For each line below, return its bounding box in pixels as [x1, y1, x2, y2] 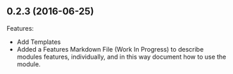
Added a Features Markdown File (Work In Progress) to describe [16, 45, 204, 53]
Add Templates [16, 38, 61, 46]
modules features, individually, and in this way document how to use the [16, 52, 227, 61]
